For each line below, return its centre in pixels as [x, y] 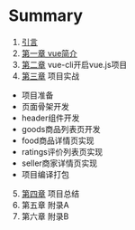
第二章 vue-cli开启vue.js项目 [74, 64]
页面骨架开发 [45, 106]
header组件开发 [50, 118]
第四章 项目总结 [50, 193]
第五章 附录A [45, 205]
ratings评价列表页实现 [62, 151]
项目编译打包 [45, 174]
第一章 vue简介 [49, 53]
